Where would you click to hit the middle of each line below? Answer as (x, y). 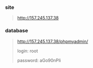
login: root (28, 51)
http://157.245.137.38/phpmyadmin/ (53, 41)
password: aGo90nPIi (39, 60)
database (17, 31)
